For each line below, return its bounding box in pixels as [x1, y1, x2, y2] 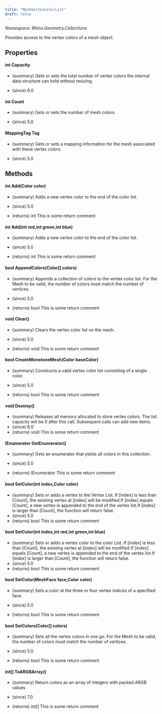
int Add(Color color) [5, 183, 46, 189]
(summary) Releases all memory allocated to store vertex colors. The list [12, 414, 157, 420]
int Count [5, 98, 24, 105]
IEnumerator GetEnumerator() [5, 440, 66, 446]
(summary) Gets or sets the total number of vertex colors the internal [12, 73, 150, 79]
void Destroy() [5, 403, 35, 409]
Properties [5, 48, 38, 56]
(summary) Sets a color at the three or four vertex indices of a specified [12, 587, 156, 593]
